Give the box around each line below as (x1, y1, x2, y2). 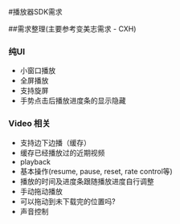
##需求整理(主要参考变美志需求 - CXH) (8, 24, 137, 34)
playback (19, 157, 51, 166)
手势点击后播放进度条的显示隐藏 (19, 96, 126, 106)
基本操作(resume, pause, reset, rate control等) (19, 166, 173, 176)
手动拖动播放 (19, 186, 63, 196)
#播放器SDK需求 (8, 7, 63, 16)
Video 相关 (8, 118, 51, 129)
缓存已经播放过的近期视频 (19, 148, 105, 157)
